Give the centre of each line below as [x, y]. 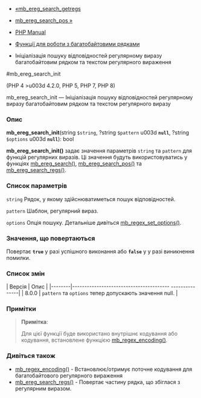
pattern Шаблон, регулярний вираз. [52, 211]
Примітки [21, 309]
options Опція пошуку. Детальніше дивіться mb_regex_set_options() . [94, 222]
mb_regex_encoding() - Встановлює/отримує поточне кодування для [104, 369]
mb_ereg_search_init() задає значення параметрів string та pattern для [99, 151]
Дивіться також [31, 356]
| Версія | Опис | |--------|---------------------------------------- [88, 287]
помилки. [18, 257]
